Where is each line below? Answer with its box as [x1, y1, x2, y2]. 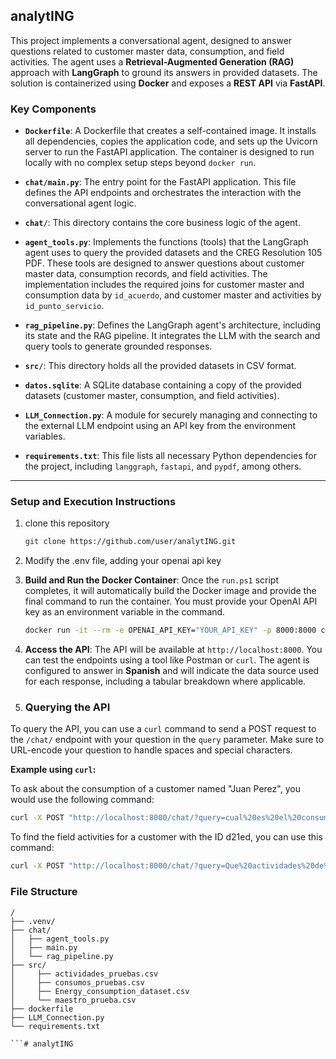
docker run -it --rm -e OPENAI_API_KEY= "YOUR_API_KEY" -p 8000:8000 [24, 625, 317, 636]
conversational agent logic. [24, 197, 137, 209]
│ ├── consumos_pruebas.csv [10, 977, 145, 988]
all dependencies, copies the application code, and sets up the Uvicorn [24, 135, 318, 148]
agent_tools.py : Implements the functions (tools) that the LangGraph [24, 236, 309, 248]
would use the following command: [10, 794, 155, 806]
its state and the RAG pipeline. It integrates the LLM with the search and [24, 330, 321, 342]
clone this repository [24, 517, 110, 529]
